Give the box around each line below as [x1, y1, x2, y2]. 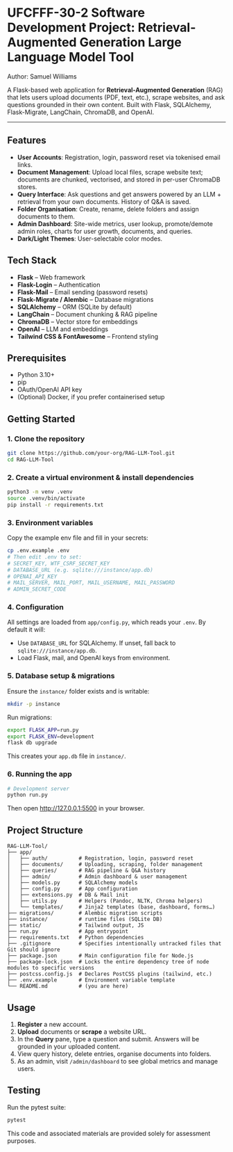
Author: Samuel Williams [7, 72, 78, 81]
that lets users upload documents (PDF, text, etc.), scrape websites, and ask [7, 93, 225, 102]
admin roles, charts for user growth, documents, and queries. [17, 227, 193, 235]
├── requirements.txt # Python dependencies [7, 934, 144, 941]
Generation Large [79, 35, 182, 50]
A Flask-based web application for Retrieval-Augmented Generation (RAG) [7, 86, 223, 94]
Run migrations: [7, 713, 52, 721]
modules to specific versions [7, 965, 95, 972]
